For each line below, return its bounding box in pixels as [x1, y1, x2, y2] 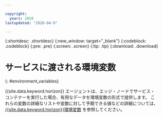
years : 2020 [9, 16, 34, 21]
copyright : [5, 11, 27, 16]
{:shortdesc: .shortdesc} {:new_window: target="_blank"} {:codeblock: [5, 38, 147, 44]
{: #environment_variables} [5, 78, 59, 84]
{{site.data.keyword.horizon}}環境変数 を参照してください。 [5, 107, 125, 113]
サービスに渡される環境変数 [5, 62, 116, 73]
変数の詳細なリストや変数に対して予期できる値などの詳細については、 [18, 100, 158, 106]
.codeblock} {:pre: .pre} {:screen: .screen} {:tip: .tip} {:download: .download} [5, 43, 158, 49]
